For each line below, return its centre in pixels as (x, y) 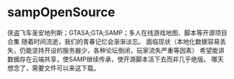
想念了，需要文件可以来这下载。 (53, 68)
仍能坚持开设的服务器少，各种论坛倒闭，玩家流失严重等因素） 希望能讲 (122, 50)
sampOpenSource (61, 12)
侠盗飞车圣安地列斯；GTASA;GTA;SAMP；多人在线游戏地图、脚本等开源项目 (117, 32)
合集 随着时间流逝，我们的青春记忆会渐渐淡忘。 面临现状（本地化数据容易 (113, 41)
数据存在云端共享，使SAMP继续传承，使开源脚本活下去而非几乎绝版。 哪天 (116, 59)
